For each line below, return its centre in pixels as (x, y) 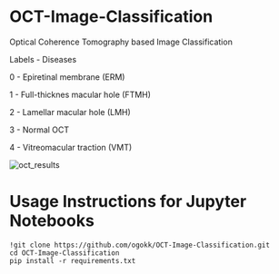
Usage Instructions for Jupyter (128, 202)
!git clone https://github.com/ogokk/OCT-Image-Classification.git (140, 245)
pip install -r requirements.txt (73, 260)
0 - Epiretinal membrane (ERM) (67, 77)
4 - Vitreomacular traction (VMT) (71, 147)
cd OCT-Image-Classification (65, 253)
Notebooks (52, 221)
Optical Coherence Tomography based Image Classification (121, 42)
